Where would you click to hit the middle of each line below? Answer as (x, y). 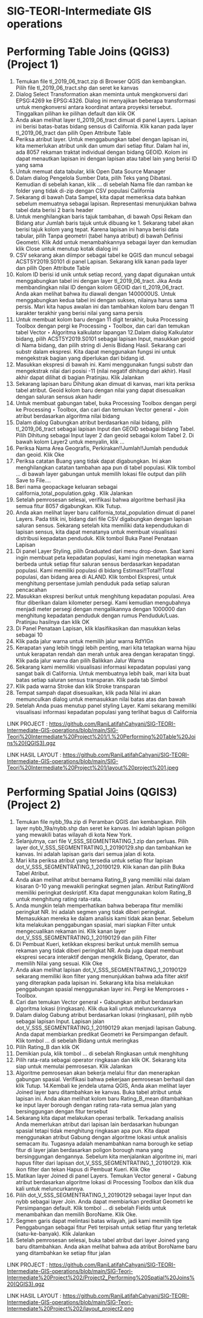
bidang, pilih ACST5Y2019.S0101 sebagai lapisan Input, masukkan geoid (105, 339)
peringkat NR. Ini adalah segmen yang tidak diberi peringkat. (91, 912)
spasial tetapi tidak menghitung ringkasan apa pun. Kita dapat (92, 1131)
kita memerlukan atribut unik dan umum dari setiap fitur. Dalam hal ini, (102, 146)
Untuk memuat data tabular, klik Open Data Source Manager (90, 171)
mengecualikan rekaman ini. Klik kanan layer (71, 932)
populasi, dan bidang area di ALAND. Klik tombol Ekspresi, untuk (96, 577)
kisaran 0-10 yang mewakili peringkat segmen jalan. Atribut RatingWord (105, 886)
